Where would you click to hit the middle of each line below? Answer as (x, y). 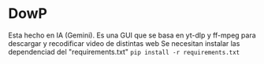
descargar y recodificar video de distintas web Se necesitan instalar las (124, 43)
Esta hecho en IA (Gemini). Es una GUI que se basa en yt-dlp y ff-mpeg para (132, 35)
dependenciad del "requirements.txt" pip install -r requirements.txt (124, 52)
